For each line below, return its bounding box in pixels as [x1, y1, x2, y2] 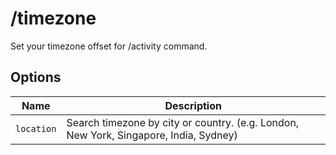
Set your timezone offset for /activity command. [10, 40, 208, 52]
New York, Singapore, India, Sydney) [66, 128, 238, 142]
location [15, 123, 57, 134]
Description [164, 98, 222, 112]
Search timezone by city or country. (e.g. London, [66, 115, 300, 129]
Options [10, 69, 62, 86]
